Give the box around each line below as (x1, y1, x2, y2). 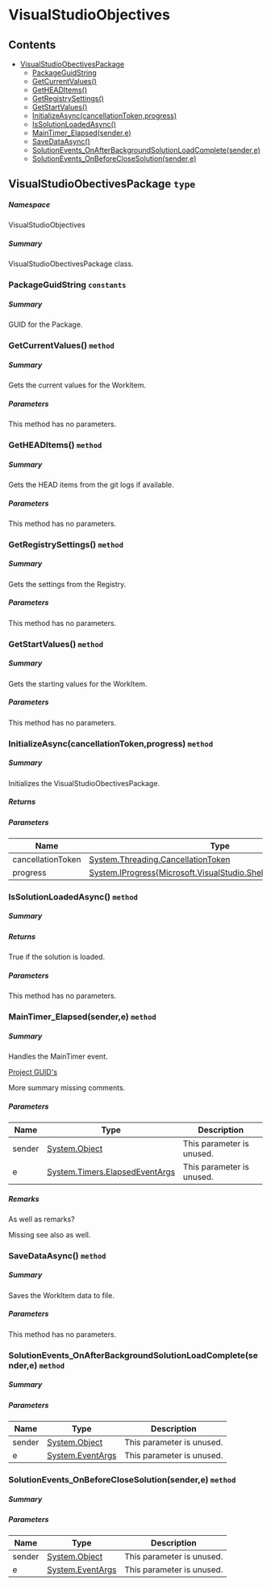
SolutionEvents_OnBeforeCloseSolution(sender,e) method (8, 1474, 236, 1485)
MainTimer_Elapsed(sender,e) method (8, 1011, 156, 1022)
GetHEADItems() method (8, 439, 102, 450)
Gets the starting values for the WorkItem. (8, 679, 148, 688)
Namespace (8, 200, 51, 209)
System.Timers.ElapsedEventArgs (47, 1166, 176, 1178)
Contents (8, 38, 56, 52)
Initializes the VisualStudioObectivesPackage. (8, 778, 160, 788)
